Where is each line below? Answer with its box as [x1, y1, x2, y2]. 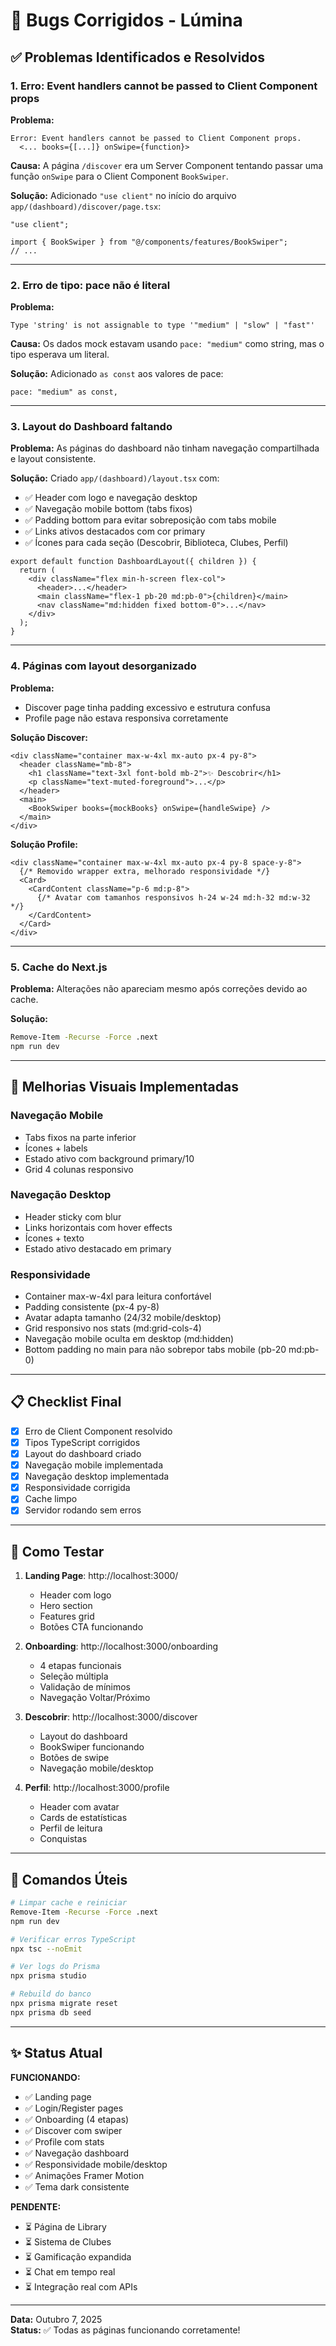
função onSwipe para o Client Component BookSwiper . [10, 170, 229, 182]
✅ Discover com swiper [24, 2124, 123, 2136]
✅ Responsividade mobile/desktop [24, 2158, 168, 2170]
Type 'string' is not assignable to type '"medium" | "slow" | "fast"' [10, 320, 315, 331]
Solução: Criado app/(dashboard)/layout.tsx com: [10, 472, 220, 484]
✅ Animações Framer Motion [24, 2169, 145, 2181]
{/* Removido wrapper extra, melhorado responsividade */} [19, 866, 271, 876]
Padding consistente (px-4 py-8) [24, 1301, 160, 1313]
